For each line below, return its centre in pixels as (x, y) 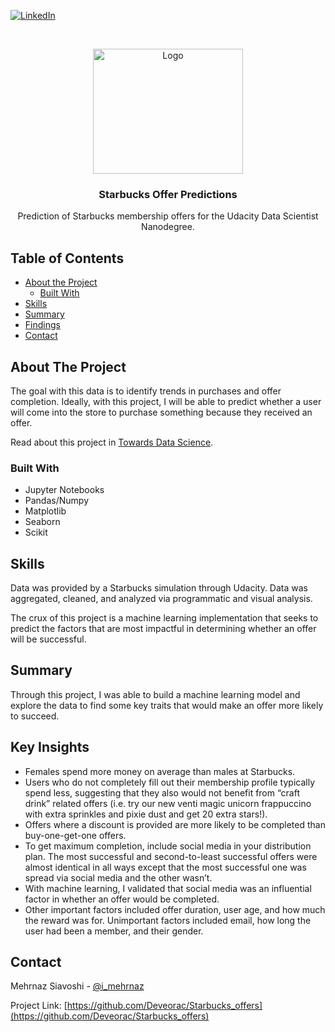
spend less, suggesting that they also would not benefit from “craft (162, 792)
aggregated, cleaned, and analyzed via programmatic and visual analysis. (161, 599)
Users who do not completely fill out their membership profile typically (169, 782)
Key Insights (50, 747)
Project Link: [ (39, 1006)
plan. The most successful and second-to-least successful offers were (171, 856)
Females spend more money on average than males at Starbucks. (160, 771)
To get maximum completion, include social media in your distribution (168, 846)
